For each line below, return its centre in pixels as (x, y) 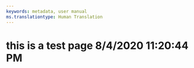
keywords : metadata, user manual (47, 11)
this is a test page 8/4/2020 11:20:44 (97, 46)
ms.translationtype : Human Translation (54, 17)
